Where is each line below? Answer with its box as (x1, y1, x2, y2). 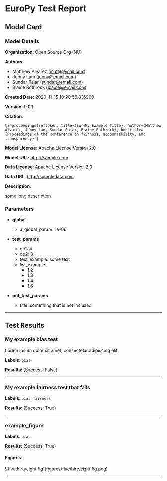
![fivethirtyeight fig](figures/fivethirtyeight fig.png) (5, 466, 108, 472)
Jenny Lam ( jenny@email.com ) (12, 73, 76, 80)
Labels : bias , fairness (5, 395, 51, 401)
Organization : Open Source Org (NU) (5, 49, 82, 55)
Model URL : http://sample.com (5, 154, 68, 160)
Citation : (5, 113, 23, 119)
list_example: (19, 262, 47, 268)
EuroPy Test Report (5, 3, 87, 14)
